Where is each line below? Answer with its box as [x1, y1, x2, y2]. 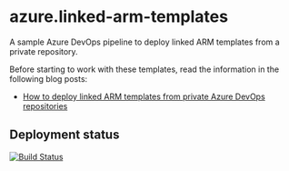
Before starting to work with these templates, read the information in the [9, 64, 280, 75]
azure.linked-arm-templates [9, 6, 229, 27]
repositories [22, 100, 68, 111]
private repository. [9, 45, 79, 56]
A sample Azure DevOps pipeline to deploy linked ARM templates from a [9, 36, 280, 47]
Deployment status [9, 127, 120, 143]
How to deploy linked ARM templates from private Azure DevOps [22, 91, 265, 102]
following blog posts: [9, 73, 88, 84]
